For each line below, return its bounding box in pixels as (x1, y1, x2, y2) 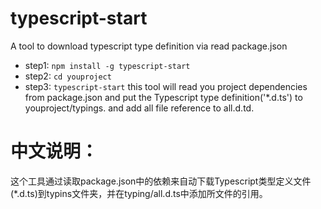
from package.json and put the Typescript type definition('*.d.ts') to (24, 91, 303, 103)
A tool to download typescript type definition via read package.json (10, 40, 288, 52)
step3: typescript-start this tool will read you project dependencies (24, 80, 308, 92)
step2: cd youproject (24, 70, 112, 82)
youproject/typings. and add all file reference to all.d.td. (24, 102, 255, 114)
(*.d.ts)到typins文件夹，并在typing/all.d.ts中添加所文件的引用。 (10, 187, 268, 199)
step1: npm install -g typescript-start (24, 59, 191, 71)
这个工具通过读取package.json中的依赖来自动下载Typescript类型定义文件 (10, 175, 312, 187)
